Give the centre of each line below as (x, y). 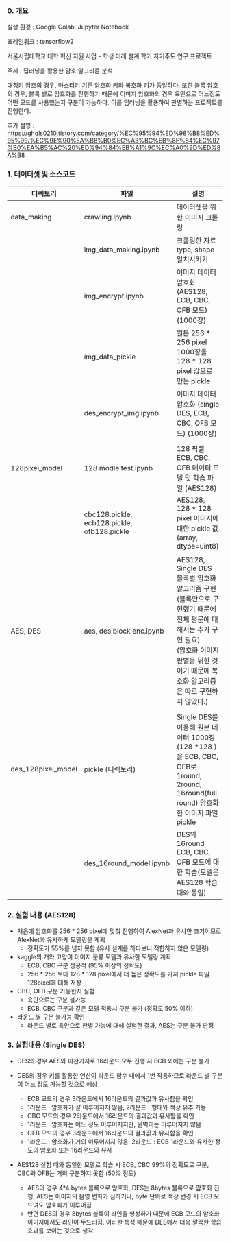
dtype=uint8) (197, 546)
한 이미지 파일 (197, 812)
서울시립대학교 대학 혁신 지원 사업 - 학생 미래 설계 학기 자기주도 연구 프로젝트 (110, 56)
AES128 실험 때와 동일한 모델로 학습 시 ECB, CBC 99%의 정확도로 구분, (113, 1165)
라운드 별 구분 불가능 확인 (51, 1017)
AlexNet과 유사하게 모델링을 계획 (61, 939)
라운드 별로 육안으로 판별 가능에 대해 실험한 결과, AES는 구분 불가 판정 (120, 1025)
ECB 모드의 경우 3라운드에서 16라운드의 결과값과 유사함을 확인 (110, 1099)
